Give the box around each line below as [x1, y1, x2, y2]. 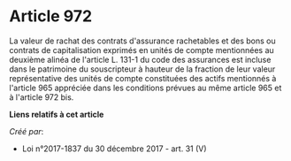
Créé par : [9, 126, 44, 136]
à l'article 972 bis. [9, 91, 74, 103]
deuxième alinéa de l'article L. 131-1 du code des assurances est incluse [9, 54, 272, 65]
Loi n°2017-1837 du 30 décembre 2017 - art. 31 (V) [21, 143, 207, 154]
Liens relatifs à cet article [9, 109, 104, 119]
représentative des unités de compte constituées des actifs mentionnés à [9, 73, 277, 83]
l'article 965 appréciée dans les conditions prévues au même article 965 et [9, 82, 282, 93]
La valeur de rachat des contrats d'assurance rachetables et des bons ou [9, 35, 276, 46]
